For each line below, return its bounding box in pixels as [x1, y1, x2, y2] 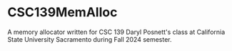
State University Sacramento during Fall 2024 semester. [7, 35, 173, 43]
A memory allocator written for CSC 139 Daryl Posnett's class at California [7, 28, 226, 36]
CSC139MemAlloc [7, 4, 118, 21]
